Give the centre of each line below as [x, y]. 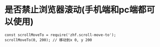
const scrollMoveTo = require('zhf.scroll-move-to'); [60, 35]
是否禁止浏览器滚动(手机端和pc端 [71, 10]
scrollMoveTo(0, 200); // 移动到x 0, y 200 [48, 40]
